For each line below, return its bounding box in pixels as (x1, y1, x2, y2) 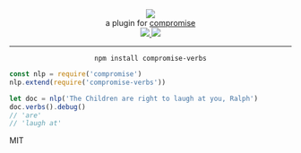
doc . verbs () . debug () (9, 102, 87, 111)
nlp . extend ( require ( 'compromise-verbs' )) (9, 78, 167, 87)
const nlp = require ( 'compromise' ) (9, 70, 142, 79)
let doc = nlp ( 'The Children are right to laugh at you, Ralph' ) (9, 94, 258, 103)
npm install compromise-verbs (93, 54, 208, 63)
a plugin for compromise (105, 18, 196, 28)
